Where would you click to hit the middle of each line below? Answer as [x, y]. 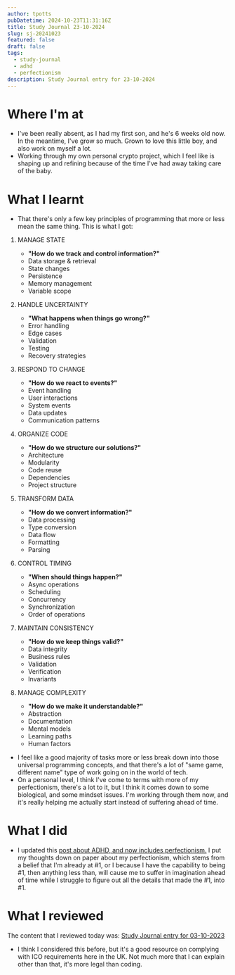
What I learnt [46, 200]
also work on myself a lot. [55, 149]
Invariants [42, 679]
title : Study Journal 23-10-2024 [56, 27]
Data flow [42, 535]
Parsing [39, 550]
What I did [38, 831]
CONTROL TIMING [45, 563]
